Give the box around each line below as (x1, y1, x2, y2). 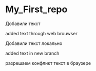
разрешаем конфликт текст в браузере (5, 60, 91, 66)
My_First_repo (5, 4, 68, 15)
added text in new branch (5, 50, 60, 56)
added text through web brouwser (5, 30, 78, 36)
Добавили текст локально (5, 40, 63, 46)
